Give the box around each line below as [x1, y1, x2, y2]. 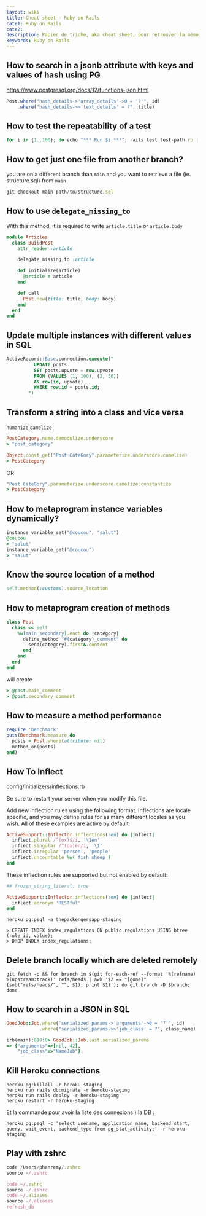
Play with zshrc [6, 1148, 66, 1158]
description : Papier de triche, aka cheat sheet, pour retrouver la [6, 32, 185, 38]
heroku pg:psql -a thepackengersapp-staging [6, 917, 122, 923]
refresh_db [6, 1204, 34, 1210]
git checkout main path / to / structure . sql [6, 189, 114, 195]
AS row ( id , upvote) [33, 379, 84, 385]
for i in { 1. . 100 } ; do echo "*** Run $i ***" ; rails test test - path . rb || [6, 137, 202, 143]
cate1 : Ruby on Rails [6, 20, 62, 26]
